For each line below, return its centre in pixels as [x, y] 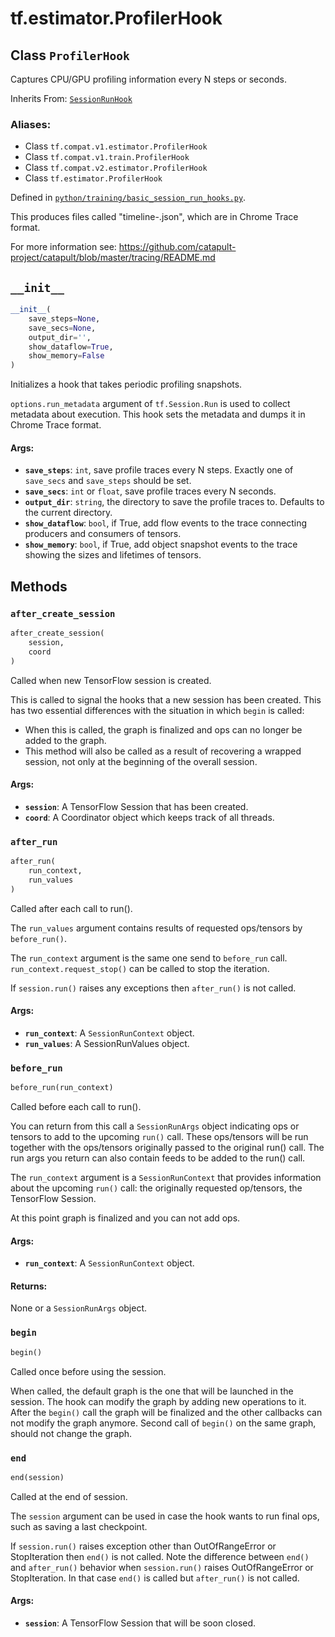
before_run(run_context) [62, 1088]
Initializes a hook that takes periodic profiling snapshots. [126, 384]
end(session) [37, 1477]
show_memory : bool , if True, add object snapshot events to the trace [161, 544]
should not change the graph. [71, 1433]
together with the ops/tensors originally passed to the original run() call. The [167, 1147]
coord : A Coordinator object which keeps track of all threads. [149, 817]
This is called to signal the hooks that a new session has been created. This [166, 699]
